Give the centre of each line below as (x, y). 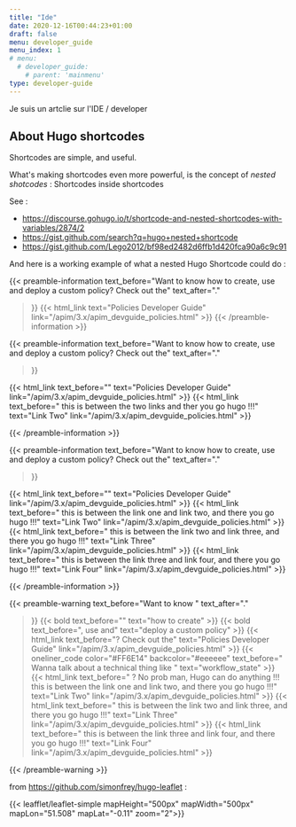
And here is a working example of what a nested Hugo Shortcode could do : (148, 264)
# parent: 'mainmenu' (65, 75)
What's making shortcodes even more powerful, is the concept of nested (143, 175)
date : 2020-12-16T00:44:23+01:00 (71, 26)
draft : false (33, 34)
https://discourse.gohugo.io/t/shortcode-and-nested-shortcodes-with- (152, 219)
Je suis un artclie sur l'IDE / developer (78, 108)
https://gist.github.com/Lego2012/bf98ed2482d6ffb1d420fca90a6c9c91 (154, 247)
